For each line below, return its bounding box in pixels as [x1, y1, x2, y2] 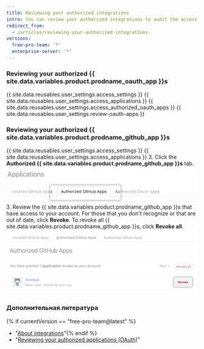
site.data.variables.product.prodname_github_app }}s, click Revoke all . [6, 223, 184, 230]
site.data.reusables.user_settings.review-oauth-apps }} [6, 110, 145, 118]
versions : [6, 35, 32, 42]
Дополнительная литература [6, 304, 99, 312]
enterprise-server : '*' [12, 49, 72, 55]
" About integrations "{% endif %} [15, 329, 97, 337]
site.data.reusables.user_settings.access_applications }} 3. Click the [6, 153, 177, 161]
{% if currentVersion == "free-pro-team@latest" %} [6, 317, 136, 325]
